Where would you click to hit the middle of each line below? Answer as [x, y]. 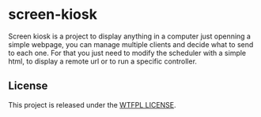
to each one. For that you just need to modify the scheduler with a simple [127, 53]
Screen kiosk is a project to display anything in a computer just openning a [130, 36]
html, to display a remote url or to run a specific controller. [103, 61]
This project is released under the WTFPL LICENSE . [92, 104]
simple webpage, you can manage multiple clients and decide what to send [131, 44]
